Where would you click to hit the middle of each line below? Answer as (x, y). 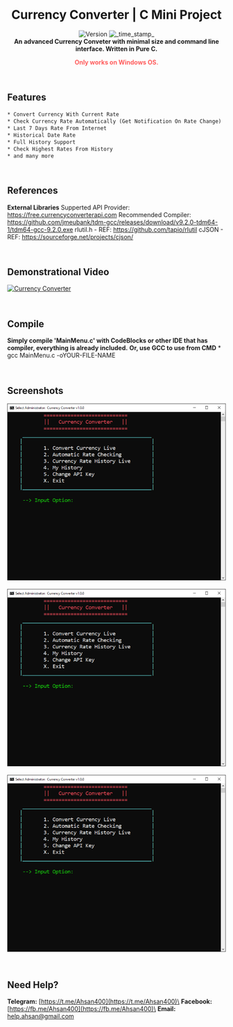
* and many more (31, 156)
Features (27, 97)
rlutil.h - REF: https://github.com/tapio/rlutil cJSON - (149, 230)
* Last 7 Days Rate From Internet (57, 128)
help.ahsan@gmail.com (41, 1017)
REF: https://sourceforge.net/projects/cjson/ (70, 236)
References (33, 191)
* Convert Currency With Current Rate (63, 114)
